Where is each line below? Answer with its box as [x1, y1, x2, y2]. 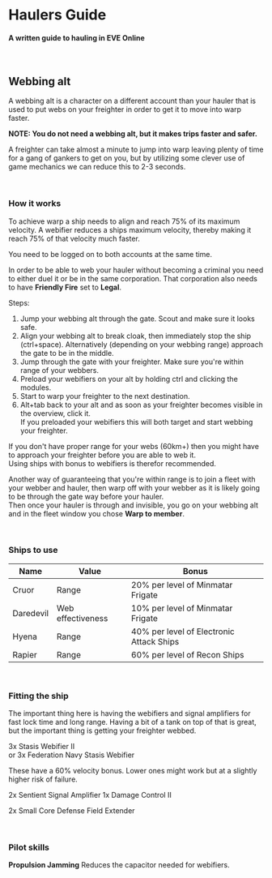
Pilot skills [8, 842, 50, 853]
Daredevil [12, 607, 49, 619]
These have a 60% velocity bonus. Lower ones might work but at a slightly [8, 766, 257, 776]
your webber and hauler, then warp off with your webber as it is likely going [8, 482, 261, 492]
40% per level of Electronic [130, 626, 235, 637]
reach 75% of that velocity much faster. [8, 233, 140, 243]
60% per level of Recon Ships [130, 649, 244, 660]
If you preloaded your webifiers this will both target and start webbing [19, 417, 253, 426]
